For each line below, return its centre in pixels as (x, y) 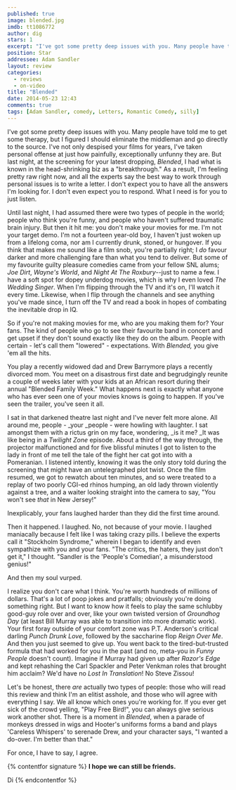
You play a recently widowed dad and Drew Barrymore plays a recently (110, 367)
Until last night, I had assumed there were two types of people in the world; (116, 212)
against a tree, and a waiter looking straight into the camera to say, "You (112, 492)
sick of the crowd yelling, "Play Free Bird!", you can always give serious (111, 709)
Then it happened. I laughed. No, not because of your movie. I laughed (110, 527)
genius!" (19, 564)
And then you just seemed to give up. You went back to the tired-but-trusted (118, 643)
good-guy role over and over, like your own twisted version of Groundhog (113, 613)
